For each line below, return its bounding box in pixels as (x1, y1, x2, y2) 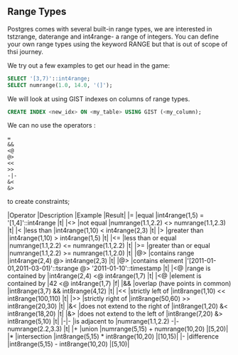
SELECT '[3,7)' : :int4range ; (7, 75, 91, 82)
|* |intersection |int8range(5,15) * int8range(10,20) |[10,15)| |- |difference (7, 332, 219, 341)
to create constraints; (7, 197, 70, 206)
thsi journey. (7, 47, 44, 56)
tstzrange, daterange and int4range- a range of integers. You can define (7, 32, 219, 41)
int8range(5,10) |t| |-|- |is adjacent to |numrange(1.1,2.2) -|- (7, 317, 180, 326)
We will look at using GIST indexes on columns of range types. (7, 94, 190, 103)
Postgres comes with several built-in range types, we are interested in (7, 24, 212, 33)
